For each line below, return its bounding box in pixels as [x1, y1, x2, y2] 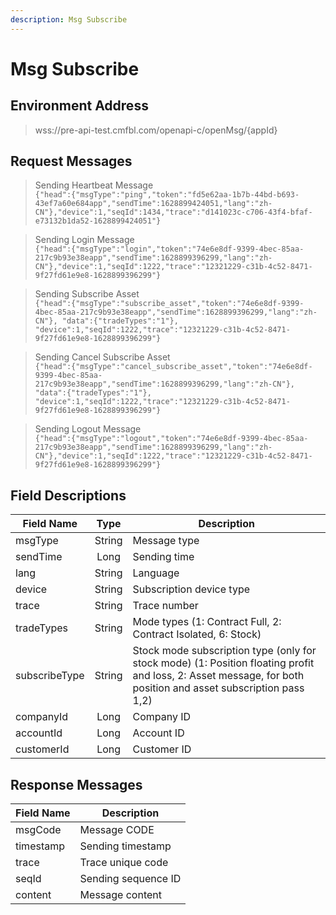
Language [132, 566, 180, 580]
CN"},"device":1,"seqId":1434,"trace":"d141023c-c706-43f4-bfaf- [34, 207, 313, 218]
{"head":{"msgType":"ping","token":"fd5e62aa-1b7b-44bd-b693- [34, 190, 300, 200]
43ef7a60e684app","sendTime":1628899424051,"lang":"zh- [34, 199, 273, 209]
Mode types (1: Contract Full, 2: [132, 615, 282, 629]
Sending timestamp [79, 839, 172, 853]
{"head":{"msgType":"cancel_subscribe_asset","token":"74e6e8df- [34, 362, 313, 372]
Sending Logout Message [34, 423, 142, 435]
